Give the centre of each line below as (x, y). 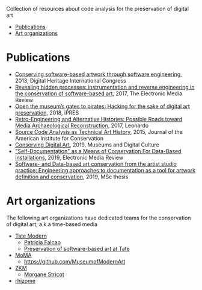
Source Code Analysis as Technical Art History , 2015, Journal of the (99, 131)
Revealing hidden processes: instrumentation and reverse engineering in (105, 87)
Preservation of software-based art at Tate (77, 248)
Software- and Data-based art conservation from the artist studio (96, 164)
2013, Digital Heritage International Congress (70, 80)
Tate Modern (31, 236)
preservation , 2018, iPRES (47, 112)
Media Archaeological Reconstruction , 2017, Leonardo (82, 125)
